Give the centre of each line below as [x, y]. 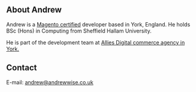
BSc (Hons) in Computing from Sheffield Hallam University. [79, 31]
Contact [22, 68]
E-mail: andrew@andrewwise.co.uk [50, 82]
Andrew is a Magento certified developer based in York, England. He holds [98, 24]
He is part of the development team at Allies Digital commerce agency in [96, 42]
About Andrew [34, 10]
